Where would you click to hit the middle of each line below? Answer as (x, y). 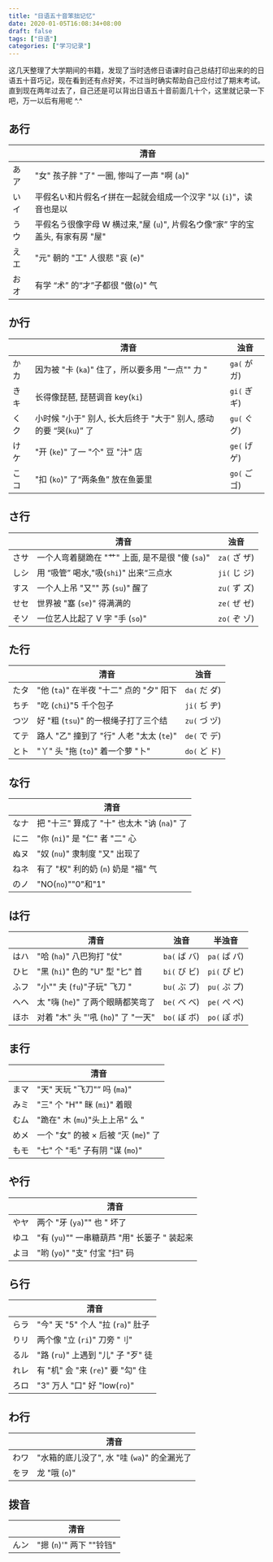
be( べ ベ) (182, 1002)
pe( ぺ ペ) (226, 1002)
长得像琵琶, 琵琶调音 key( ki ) (89, 397)
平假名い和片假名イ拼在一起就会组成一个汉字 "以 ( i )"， (140, 197)
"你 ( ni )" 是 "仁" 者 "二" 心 (87, 839)
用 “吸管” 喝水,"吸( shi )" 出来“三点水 (105, 572)
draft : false (30, 31)
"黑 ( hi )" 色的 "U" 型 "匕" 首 (90, 972)
